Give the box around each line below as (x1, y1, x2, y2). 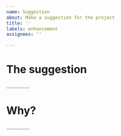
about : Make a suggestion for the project (6, 15, 115, 21)
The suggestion (6, 63, 87, 76)
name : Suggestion (6, 8, 50, 15)
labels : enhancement (6, 25, 59, 32)
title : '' (6, 20, 31, 26)
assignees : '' (6, 31, 42, 37)
